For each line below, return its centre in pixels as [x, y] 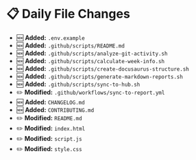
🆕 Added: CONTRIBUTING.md [55, 110]
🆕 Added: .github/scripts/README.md [70, 45]
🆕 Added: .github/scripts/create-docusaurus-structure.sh [103, 68]
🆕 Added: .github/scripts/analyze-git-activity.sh [92, 53]
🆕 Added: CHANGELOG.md [50, 102]
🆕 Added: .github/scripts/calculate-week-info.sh [90, 60]
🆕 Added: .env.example [50, 37]
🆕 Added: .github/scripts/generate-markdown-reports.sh [99, 76]
